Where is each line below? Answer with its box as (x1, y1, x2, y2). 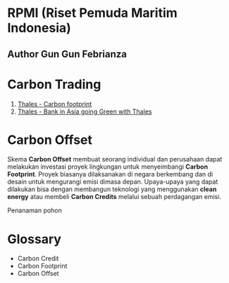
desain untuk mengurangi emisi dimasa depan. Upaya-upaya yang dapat (7, 178, 218, 186)
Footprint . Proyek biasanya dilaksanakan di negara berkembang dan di (7, 170, 213, 179)
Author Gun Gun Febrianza (7, 48, 128, 60)
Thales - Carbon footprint (17, 100, 92, 108)
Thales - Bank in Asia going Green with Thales (17, 107, 152, 116)
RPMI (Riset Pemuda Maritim (7, 5, 178, 21)
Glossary (7, 231, 62, 247)
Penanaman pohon (7, 206, 62, 215)
